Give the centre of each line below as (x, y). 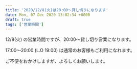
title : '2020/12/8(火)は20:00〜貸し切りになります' (57, 10)
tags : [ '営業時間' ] (25, 24)
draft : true (18, 19)
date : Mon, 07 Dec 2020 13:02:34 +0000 (48, 15)
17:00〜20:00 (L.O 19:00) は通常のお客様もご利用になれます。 (70, 50)
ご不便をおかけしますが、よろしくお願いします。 (57, 61)
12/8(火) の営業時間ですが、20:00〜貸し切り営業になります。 (70, 39)
